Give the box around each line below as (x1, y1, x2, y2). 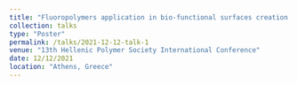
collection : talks (9, 21, 77, 30)
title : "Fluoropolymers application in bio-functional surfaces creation (9, 12, 289, 22)
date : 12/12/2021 (9, 54, 74, 63)
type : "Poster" (9, 29, 66, 38)
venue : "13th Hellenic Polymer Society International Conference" (9, 46, 261, 55)
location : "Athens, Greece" (9, 63, 114, 72)
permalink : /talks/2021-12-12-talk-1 (9, 37, 149, 47)
